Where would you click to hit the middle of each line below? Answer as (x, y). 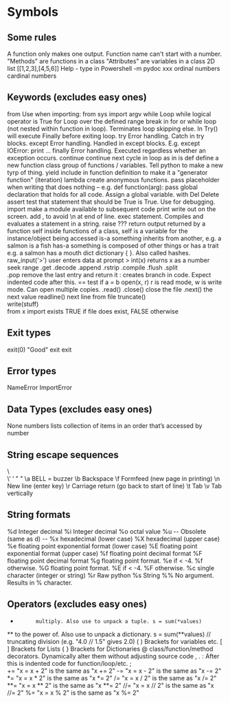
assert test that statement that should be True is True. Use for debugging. (111, 202)
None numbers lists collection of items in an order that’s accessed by (105, 426)
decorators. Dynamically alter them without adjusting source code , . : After (113, 656)
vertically (20, 493)
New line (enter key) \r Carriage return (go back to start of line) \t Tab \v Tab (114, 486)
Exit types (29, 333)
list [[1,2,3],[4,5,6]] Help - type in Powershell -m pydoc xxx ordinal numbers (114, 68)
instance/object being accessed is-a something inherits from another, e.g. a (114, 238)
